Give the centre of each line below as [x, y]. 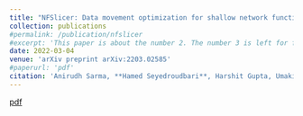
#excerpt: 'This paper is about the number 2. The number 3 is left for [149, 43]
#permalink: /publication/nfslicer [76, 34]
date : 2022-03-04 [42, 51]
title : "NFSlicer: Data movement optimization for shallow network [139, 18]
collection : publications [58, 26]
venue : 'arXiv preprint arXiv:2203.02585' [90, 59]
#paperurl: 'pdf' [42, 68]
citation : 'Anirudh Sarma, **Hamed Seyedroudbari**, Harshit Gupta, [141, 76]
